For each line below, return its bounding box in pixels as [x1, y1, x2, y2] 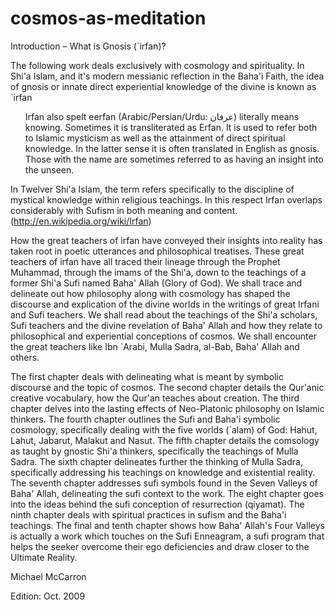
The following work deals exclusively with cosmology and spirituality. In [10, 59, 305, 71]
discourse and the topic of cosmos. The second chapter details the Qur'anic [10, 381, 325, 393]
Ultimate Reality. [10, 551, 78, 563]
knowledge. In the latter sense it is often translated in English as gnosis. [24, 142, 320, 154]
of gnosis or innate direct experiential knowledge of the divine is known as [10, 80, 317, 92]
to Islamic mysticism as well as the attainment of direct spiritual [24, 132, 286, 144]
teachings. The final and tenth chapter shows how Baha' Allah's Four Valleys [10, 519, 325, 531]
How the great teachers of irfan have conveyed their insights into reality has [10, 234, 323, 246]
